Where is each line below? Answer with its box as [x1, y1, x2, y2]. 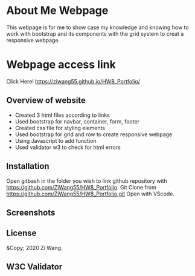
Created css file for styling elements [14, 124, 106, 131]
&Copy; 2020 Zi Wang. [6, 244, 63, 251]
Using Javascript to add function [14, 137, 97, 144]
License [6, 228, 37, 238]
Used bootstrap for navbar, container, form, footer [14, 117, 140, 125]
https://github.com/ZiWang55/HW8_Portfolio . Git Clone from [6, 183, 157, 191]
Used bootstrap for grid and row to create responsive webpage [14, 131, 173, 138]
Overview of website [6, 95, 86, 106]
